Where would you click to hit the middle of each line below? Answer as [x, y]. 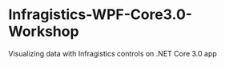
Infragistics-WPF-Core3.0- [100, 15]
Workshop [44, 31]
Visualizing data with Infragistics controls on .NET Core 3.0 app [113, 53]
